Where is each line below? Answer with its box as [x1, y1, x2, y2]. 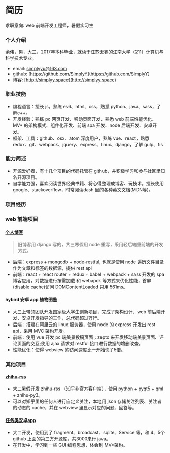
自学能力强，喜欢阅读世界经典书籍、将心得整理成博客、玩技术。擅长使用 [12, 180, 164, 186]
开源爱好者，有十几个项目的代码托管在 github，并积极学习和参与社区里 [12, 168, 161, 174]
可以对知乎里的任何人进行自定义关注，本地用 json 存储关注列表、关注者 [12, 398, 162, 404]
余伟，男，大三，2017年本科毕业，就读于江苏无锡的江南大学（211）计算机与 [5, 49, 164, 55]
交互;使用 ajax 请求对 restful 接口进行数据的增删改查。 [30, 341, 144, 347]
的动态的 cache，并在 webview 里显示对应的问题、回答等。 [12, 405, 137, 411]
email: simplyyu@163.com [12, 66, 67, 72]
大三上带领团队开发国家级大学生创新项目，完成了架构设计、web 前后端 [12, 309, 161, 315]
